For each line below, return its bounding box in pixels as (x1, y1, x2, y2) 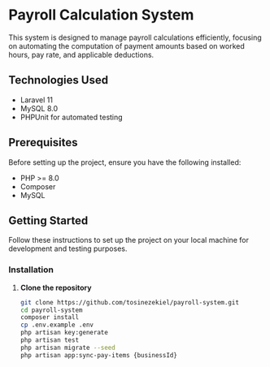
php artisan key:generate (20, 329, 108, 337)
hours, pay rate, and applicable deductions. (8, 50, 155, 59)
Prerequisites (8, 136, 78, 149)
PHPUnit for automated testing (20, 112, 124, 122)
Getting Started (8, 214, 89, 227)
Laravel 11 (20, 95, 53, 105)
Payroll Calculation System (8, 6, 194, 24)
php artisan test (20, 336, 80, 344)
